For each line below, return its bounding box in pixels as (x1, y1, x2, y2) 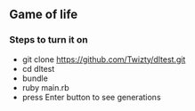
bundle (21, 73, 49, 83)
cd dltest (21, 63, 55, 74)
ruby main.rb (21, 82, 69, 92)
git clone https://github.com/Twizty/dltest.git (21, 53, 186, 65)
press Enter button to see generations (21, 91, 162, 102)
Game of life (9, 7, 78, 22)
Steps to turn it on (9, 34, 88, 46)
